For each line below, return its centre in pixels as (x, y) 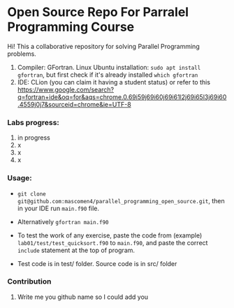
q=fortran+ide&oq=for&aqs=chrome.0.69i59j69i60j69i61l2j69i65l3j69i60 (122, 97)
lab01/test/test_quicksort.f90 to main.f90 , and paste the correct (112, 242)
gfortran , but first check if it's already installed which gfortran (108, 75)
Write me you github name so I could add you (83, 297)
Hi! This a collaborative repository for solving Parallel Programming (104, 46)
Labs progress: (33, 122)
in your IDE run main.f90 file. (58, 208)
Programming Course (71, 27)
